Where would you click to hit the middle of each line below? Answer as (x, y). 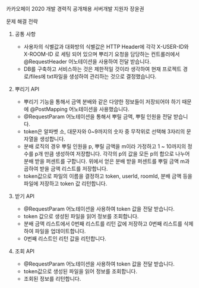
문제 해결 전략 (22, 21)
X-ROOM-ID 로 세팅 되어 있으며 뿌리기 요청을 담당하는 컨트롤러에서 (102, 54)
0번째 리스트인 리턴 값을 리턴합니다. (65, 239)
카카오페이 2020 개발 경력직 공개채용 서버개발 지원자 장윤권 (75, 9)
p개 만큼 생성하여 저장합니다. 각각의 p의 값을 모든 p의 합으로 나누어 (112, 154)
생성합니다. (52, 139)
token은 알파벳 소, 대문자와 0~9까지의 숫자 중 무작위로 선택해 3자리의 (104, 132)
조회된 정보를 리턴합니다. (52, 279)
